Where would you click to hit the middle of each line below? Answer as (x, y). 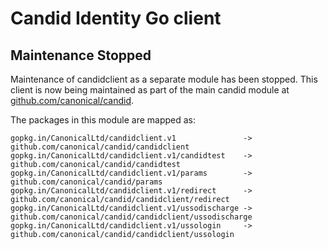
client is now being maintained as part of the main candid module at (150, 90)
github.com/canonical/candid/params (86, 182)
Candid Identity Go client (116, 18)
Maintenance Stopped (81, 55)
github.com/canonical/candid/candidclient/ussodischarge (131, 217)
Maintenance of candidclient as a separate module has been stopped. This (164, 79)
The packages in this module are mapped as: (103, 120)
